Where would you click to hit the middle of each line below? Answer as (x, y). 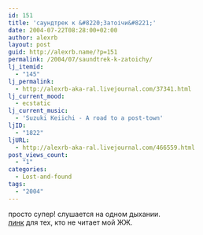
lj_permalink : (31, 81)
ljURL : (19, 140)
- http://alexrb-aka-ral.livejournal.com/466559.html (105, 147)
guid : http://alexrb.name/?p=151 (63, 52)
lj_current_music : (38, 111)
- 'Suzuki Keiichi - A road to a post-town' (89, 118)
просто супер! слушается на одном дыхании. (85, 214)
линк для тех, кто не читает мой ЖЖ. (70, 222)
